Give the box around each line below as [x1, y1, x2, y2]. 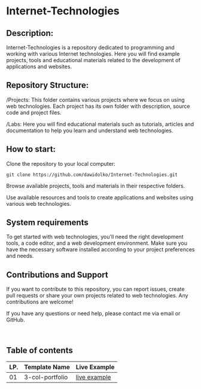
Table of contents [6, 345, 73, 355]
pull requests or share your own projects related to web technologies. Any [6, 292, 188, 299]
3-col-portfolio [23, 373, 68, 381]
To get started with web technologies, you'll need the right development [6, 233, 184, 241]
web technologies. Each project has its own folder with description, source [6, 102, 190, 110]
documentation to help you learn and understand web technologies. [6, 127, 173, 134]
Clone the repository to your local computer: [6, 160, 115, 167]
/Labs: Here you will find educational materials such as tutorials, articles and [6, 120, 194, 127]
